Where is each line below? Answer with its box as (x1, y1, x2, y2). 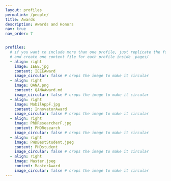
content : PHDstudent (14, 144, 58, 149)
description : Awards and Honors (5, 21, 74, 27)
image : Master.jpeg (14, 159, 56, 164)
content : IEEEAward (14, 68, 56, 74)
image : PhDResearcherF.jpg (14, 121, 72, 126)
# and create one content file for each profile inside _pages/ (10, 54, 149, 59)
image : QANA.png (14, 83, 49, 88)
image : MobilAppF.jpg (14, 101, 60, 107)
